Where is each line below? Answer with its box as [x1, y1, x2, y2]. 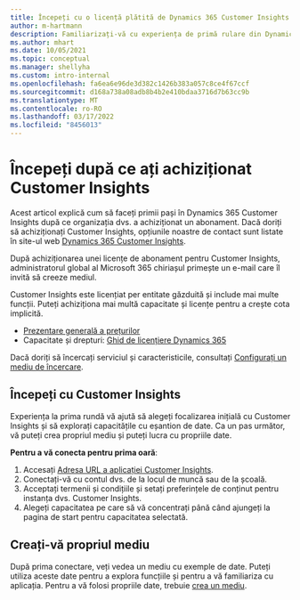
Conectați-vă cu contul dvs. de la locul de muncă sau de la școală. [22, 474, 268, 484]
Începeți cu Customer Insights [10, 387, 182, 402]
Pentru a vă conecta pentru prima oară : [10, 447, 158, 458]
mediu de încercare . [10, 361, 84, 372]
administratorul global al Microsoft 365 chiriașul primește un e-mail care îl [10, 262, 280, 272]
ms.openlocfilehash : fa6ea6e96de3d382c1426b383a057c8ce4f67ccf [10, 79, 250, 88]
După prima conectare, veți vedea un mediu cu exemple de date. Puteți [10, 561, 271, 572]
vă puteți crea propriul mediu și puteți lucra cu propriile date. [10, 429, 232, 441]
